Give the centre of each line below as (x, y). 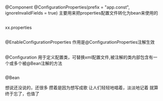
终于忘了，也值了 (22, 93)
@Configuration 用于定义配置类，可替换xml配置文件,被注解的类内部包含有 (79, 57)
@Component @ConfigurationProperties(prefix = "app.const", (68, 7)
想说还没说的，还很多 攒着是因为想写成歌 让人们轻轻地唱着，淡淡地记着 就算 (82, 87)
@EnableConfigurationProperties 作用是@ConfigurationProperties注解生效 (80, 42)
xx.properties (19, 27)
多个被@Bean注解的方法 (38, 63)
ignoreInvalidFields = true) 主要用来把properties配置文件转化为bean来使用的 (81, 13)
